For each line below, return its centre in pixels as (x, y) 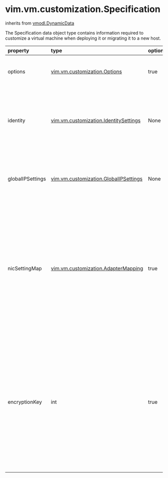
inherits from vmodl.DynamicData (40, 23)
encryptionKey (25, 402)
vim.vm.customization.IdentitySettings (96, 120)
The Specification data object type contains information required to (74, 33)
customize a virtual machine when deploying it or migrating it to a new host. (83, 38)
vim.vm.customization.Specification (83, 9)
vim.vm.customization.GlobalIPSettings (97, 179)
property (18, 50)
